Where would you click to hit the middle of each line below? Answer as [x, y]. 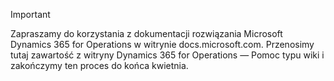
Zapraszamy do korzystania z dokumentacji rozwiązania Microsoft [146, 33]
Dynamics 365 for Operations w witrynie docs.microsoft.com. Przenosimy [162, 44]
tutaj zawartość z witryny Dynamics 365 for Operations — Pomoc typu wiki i [167, 55]
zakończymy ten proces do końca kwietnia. [99, 65]
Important [30, 14]
